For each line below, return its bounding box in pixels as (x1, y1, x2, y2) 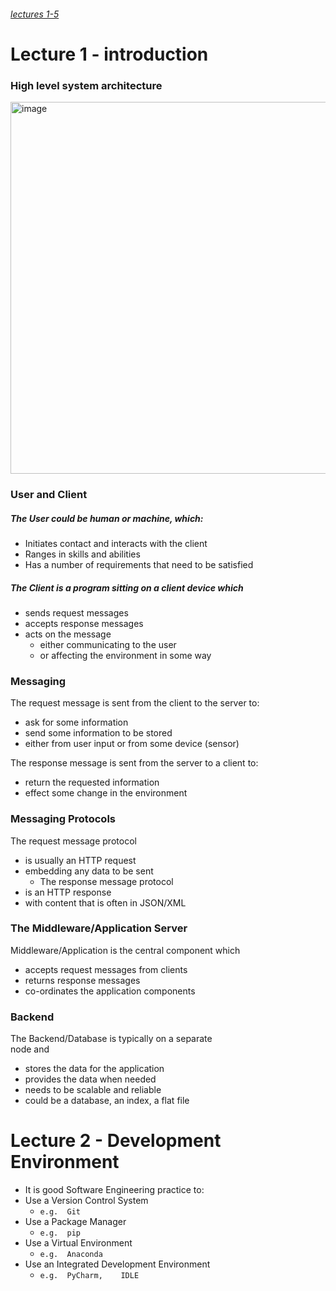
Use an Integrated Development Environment (24, 1258, 211, 1270)
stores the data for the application (24, 1063, 165, 1075)
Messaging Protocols (10, 812, 116, 826)
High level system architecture (10, 78, 163, 92)
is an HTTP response (24, 886, 112, 898)
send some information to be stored (24, 727, 173, 739)
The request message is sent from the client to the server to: (10, 697, 260, 709)
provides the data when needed (24, 1073, 157, 1085)
